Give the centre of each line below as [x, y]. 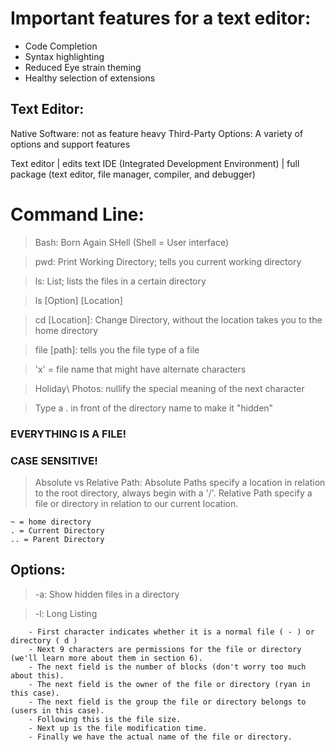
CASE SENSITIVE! [54, 460]
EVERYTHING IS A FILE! [68, 434]
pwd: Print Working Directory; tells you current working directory [168, 261]
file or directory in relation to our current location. [136, 503]
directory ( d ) [44, 640]
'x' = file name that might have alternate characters [140, 369]
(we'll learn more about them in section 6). [106, 658]
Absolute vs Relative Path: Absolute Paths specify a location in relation [180, 482]
